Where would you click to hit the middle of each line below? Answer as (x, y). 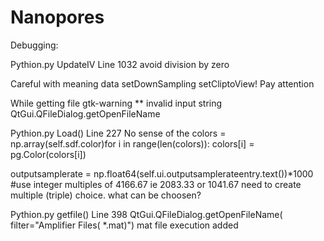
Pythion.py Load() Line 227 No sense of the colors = (118, 133)
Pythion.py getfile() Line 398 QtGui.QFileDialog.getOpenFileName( (146, 214)
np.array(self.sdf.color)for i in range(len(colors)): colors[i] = (132, 143)
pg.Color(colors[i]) (48, 154)
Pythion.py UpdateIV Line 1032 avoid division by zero (120, 64)
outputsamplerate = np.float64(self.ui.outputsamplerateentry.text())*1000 (162, 173)
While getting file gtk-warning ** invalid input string (116, 103)
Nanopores (57, 17)
